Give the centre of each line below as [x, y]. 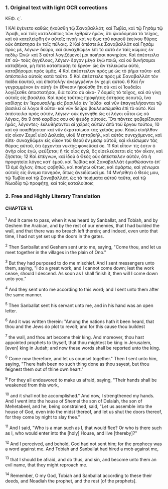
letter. [11, 310]
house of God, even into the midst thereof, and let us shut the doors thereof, [84, 412]
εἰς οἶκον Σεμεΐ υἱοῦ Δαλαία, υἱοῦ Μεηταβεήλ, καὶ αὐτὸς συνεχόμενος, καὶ [83, 135]
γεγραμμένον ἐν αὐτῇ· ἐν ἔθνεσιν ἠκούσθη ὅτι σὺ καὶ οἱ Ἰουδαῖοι [73, 87]
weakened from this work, [32, 385]
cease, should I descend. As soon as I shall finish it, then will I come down [81, 274]
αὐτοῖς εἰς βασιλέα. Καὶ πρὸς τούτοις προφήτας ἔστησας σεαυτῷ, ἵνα [78, 98]
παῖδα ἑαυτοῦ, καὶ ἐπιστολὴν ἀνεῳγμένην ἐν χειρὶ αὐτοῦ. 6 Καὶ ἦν [75, 81]
